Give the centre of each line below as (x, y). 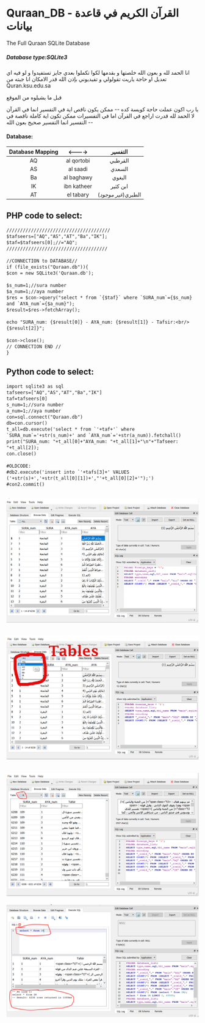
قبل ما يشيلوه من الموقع (34, 97)
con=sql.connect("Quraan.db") (45, 417)
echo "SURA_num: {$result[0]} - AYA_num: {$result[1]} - (80, 322)
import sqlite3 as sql (35, 386)
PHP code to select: (44, 215)
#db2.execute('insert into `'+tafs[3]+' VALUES (68, 472)
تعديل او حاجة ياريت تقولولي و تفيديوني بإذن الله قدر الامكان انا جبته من (86, 79)
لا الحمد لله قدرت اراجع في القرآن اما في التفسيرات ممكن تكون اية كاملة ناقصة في (101, 116)
